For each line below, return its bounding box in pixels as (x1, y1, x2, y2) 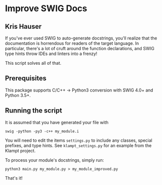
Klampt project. (5, 148, 36, 153)
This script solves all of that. (5, 60, 62, 66)
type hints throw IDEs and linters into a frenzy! (5, 51, 97, 56)
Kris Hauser (5, 22, 42, 31)
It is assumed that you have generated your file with (5, 119, 109, 125)
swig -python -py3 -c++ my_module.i (5, 129, 79, 134)
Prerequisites (5, 74, 47, 83)
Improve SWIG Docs (5, 3, 87, 14)
